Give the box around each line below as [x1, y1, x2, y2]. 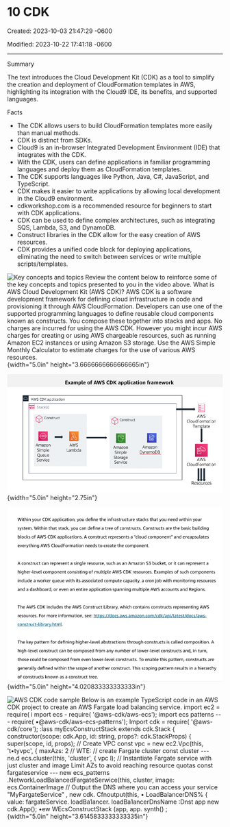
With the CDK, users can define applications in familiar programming [16, 158, 211, 166]
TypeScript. [16, 180, 50, 188]
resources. [16, 238, 48, 246]
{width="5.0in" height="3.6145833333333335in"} [7, 812, 149, 820]
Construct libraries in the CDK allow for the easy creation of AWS [16, 230, 201, 238]
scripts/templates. [16, 260, 68, 268]
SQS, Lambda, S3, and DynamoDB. [16, 223, 116, 232]
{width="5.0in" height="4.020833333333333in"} [7, 682, 146, 691]
